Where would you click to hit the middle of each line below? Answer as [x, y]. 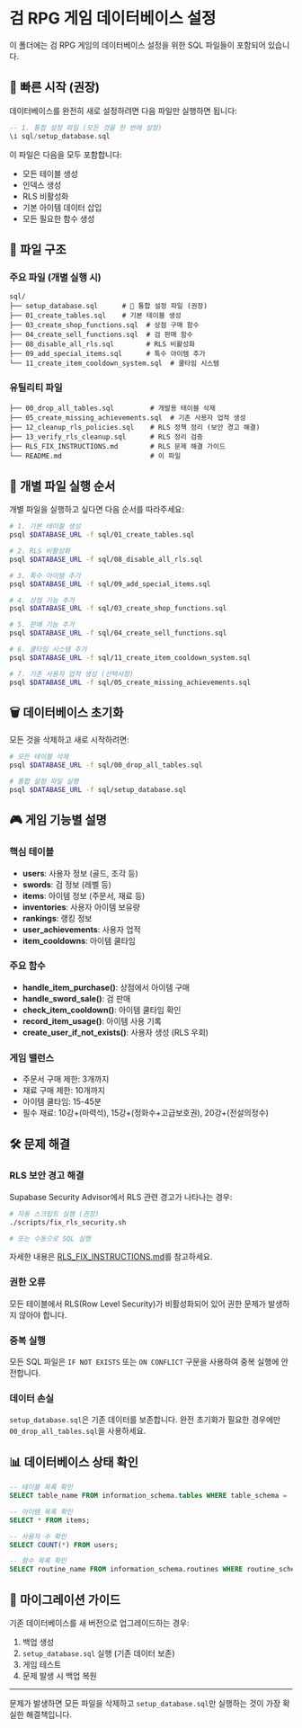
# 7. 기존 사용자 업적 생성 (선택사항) [71, 674]
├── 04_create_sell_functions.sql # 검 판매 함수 [101, 335]
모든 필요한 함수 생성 [58, 218]
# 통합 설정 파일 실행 [44, 782]
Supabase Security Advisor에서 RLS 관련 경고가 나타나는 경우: [121, 1197]
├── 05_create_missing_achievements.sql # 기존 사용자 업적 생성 [128, 418]
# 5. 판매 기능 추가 [42, 625]
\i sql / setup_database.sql [60, 136]
